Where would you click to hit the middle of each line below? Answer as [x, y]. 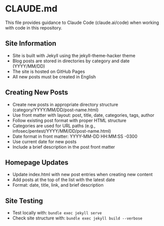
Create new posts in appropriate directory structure [65, 104]
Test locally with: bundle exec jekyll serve [57, 213]
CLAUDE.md [31, 9]
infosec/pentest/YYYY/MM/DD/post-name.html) [62, 131]
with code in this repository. [34, 27]
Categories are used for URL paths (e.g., [54, 126]
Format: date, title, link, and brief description [58, 185]
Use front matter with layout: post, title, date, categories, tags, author [83, 115]
